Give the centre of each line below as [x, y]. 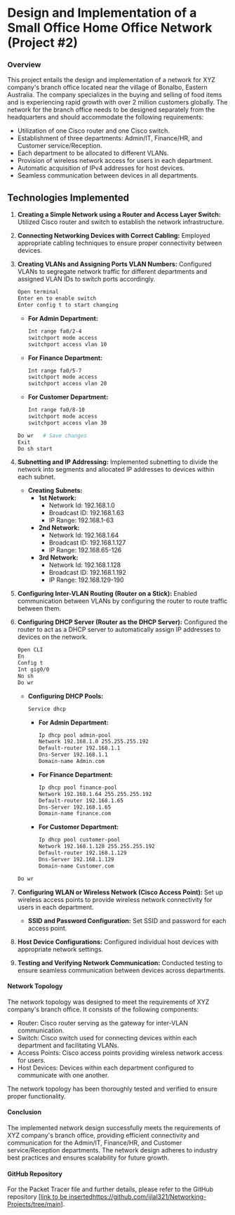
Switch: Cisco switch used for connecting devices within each [107, 1037]
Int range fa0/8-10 [56, 410]
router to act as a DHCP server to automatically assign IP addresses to [119, 630]
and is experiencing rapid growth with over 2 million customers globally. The [117, 102]
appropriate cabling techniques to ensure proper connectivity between [120, 243]
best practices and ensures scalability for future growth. [88, 1157]
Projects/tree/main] [35, 1204]
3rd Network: [58, 558]
